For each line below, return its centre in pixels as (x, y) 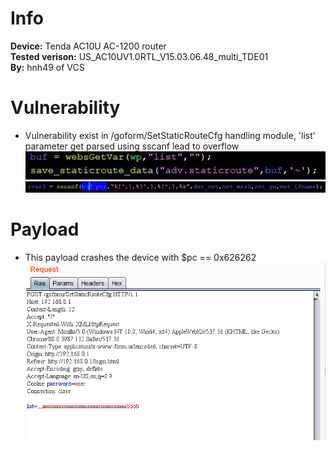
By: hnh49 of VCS (47, 67)
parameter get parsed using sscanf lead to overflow (132, 146)
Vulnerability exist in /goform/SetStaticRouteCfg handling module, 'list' (170, 135)
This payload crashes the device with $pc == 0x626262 (140, 257)
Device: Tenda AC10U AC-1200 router (88, 46)
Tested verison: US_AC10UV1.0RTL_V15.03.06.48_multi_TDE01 (139, 56)
